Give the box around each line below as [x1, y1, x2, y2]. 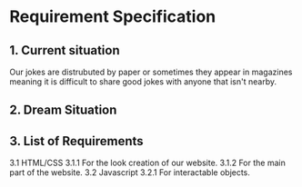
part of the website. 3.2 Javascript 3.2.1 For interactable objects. [9, 167, 250, 178]
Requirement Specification [9, 6, 216, 27]
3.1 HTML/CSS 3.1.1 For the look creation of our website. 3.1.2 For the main [9, 157, 287, 169]
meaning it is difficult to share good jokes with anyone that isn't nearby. [9, 76, 277, 87]
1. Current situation [9, 43, 120, 58]
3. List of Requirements [9, 133, 144, 149]
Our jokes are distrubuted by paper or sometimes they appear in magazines [9, 66, 293, 77]
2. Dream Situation [9, 103, 117, 118]
